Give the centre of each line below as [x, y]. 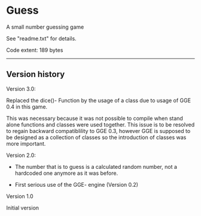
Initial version [23, 208]
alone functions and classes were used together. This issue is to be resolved [100, 124]
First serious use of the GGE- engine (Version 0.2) [77, 184]
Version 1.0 [20, 196]
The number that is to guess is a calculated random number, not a [96, 166]
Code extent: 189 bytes [35, 50]
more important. [26, 143]
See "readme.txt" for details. [41, 38]
